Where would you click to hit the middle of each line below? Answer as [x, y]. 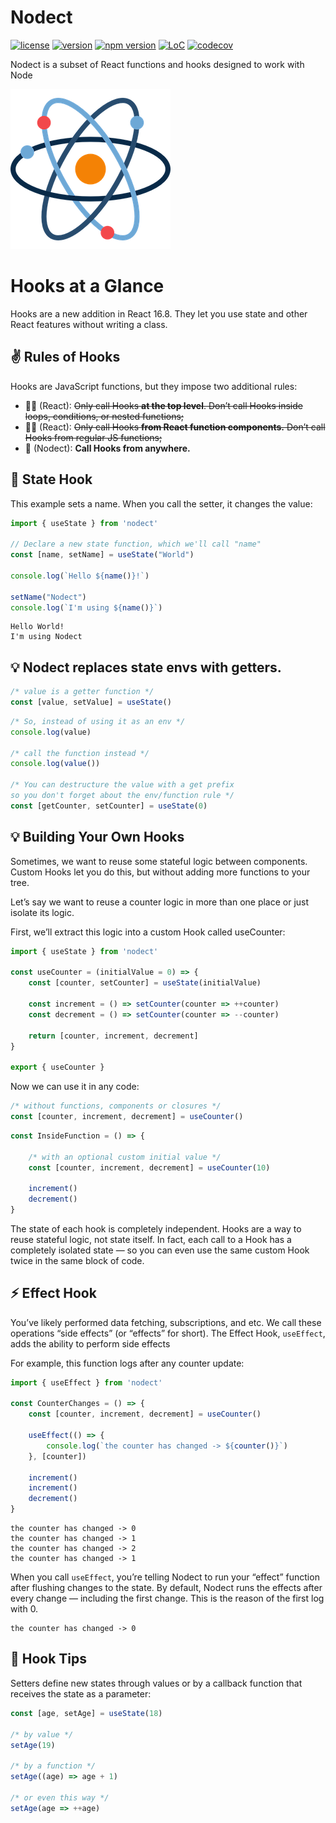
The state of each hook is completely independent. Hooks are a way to [156, 1228]
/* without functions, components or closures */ [116, 1106]
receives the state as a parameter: [81, 1693]
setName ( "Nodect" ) [48, 597]
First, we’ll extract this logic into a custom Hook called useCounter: [148, 932]
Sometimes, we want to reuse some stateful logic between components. [159, 861]
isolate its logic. [42, 912]
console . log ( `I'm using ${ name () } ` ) [86, 607]
